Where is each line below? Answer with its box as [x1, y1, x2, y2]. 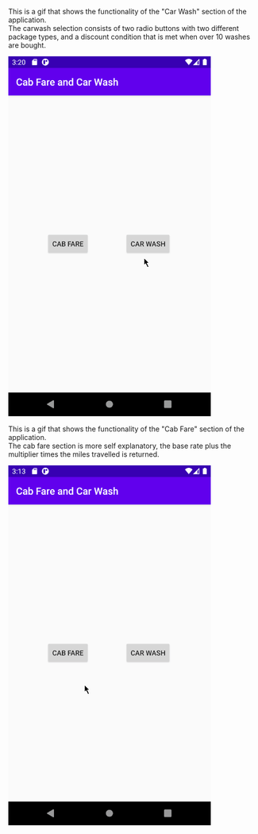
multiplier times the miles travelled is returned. [8, 450, 160, 459]
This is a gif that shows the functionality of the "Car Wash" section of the [8, 7, 248, 16]
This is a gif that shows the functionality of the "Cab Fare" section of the [8, 424, 245, 434]
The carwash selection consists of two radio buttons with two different [8, 24, 240, 33]
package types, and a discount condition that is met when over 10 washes [8, 32, 251, 41]
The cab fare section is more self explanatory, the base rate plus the [8, 441, 232, 450]
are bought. [8, 41, 46, 50]
